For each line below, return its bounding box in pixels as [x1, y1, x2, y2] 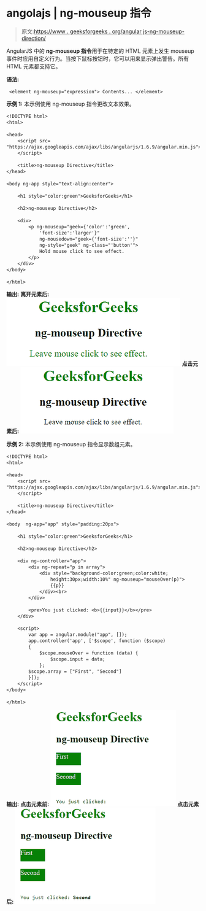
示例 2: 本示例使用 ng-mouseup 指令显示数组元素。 [6, 440, 136, 448]
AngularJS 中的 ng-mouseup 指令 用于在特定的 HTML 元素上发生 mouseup [6, 47, 194, 55]
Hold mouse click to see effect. [39, 248, 124, 254]
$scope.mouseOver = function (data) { [39, 649, 139, 656]
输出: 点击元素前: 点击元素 [6, 800, 199, 808]
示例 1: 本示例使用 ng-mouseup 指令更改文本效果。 [6, 100, 135, 107]
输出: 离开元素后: [6, 290, 50, 298]
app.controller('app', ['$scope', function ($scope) [28, 637, 166, 644]
